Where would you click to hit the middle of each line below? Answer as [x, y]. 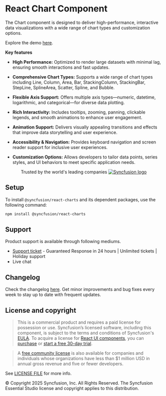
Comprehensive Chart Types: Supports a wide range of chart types [83, 77]
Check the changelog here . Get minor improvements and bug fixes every [80, 289]
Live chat [22, 262]
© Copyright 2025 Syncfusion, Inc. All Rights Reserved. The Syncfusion [79, 383]
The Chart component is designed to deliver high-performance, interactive [82, 22]
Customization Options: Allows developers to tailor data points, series [85, 157]
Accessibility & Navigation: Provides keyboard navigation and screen [84, 142]
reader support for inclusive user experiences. [60, 147]
